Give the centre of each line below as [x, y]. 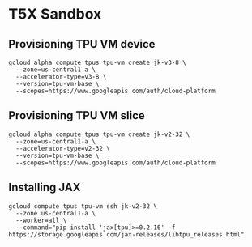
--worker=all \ [41, 220]
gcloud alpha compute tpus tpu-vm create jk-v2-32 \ [99, 134]
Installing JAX [45, 187]
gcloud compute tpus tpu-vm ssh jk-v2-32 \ [83, 206]
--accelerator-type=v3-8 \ [61, 77]
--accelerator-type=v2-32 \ [63, 148]
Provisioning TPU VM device [82, 44]
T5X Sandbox [55, 14]
